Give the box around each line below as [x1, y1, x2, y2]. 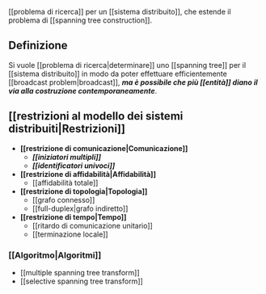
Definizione [8, 39, 68, 52]
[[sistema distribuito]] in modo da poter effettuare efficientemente [8, 69, 228, 78]
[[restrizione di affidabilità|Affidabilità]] [19, 169, 156, 178]
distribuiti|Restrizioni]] [8, 122, 125, 136]
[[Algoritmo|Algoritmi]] [8, 250, 102, 261]
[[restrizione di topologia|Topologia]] [19, 186, 148, 196]
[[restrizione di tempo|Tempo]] [19, 212, 127, 221]
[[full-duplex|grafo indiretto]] [32, 204, 129, 213]
